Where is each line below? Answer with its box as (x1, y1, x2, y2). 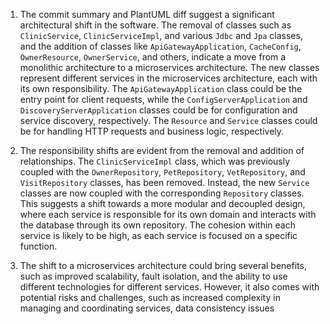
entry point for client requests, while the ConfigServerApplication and (19, 94, 308, 105)
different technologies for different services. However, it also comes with (19, 281, 320, 293)
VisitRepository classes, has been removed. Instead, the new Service (19, 177, 310, 188)
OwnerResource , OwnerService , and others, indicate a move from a (19, 51, 287, 63)
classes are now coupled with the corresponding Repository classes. (19, 187, 305, 199)
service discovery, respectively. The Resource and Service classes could (19, 115, 318, 126)
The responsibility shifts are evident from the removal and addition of (19, 145, 305, 156)
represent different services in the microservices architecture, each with (19, 72, 318, 84)
